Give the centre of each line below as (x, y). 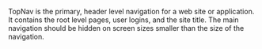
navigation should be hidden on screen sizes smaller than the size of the (126, 28)
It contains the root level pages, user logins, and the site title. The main (123, 20)
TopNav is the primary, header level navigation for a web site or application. (131, 11)
